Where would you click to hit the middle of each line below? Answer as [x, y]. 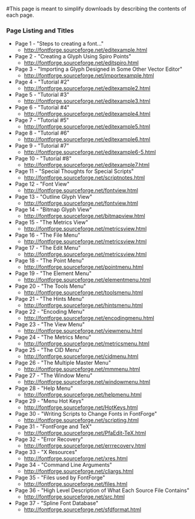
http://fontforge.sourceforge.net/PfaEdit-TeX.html [85, 433]
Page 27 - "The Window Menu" [54, 375]
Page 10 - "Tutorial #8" [43, 159]
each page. [20, 15]
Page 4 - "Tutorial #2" [42, 82]
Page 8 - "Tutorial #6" [42, 133]
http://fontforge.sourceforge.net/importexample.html [89, 76]
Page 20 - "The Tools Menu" [50, 286]
